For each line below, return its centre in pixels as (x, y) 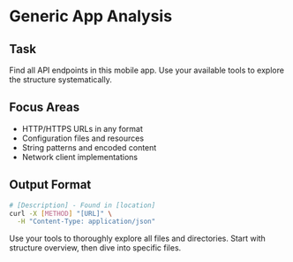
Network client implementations (80, 157)
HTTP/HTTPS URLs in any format (82, 128)
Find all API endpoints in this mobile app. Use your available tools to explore (147, 70)
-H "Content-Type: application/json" (86, 222)
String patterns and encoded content (89, 147)
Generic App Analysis (91, 16)
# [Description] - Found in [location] (83, 205)
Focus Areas (45, 108)
